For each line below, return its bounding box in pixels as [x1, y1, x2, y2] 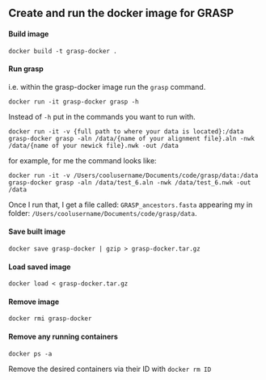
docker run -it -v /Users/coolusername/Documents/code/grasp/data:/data [8, 171, 259, 179]
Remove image [8, 297, 60, 306]
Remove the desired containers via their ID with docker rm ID [8, 364, 212, 374]
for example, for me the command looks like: [8, 155, 157, 165]
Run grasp [8, 64, 44, 74]
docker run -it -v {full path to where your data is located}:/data [8, 127, 244, 136]
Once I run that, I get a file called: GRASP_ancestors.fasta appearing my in [8, 200, 253, 209]
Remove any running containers [8, 331, 119, 341]
